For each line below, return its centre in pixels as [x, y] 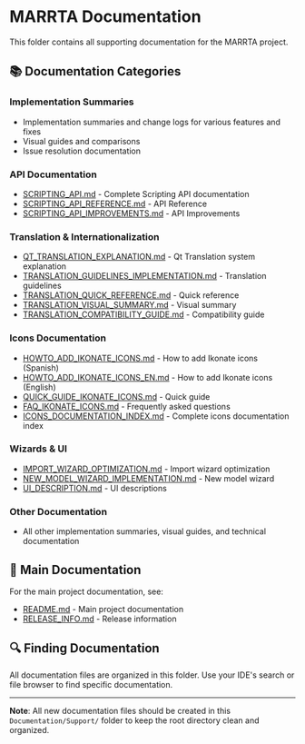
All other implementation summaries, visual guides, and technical [144, 531]
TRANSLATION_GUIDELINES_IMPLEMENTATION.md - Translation [144, 276]
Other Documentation [58, 511]
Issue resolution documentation [82, 151]
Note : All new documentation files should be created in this [120, 710]
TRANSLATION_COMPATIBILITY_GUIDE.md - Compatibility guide [143, 314]
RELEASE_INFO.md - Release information [99, 619]
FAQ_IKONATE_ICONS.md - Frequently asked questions [127, 406]
